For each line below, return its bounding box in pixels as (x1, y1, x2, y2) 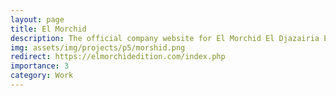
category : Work (10, 71, 74, 81)
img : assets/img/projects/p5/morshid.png (10, 42, 186, 53)
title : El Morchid (10, 24, 87, 34)
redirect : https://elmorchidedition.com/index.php (10, 52, 226, 62)
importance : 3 (10, 61, 70, 71)
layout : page (10, 14, 65, 25)
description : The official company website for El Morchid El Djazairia (10, 33, 320, 43)
